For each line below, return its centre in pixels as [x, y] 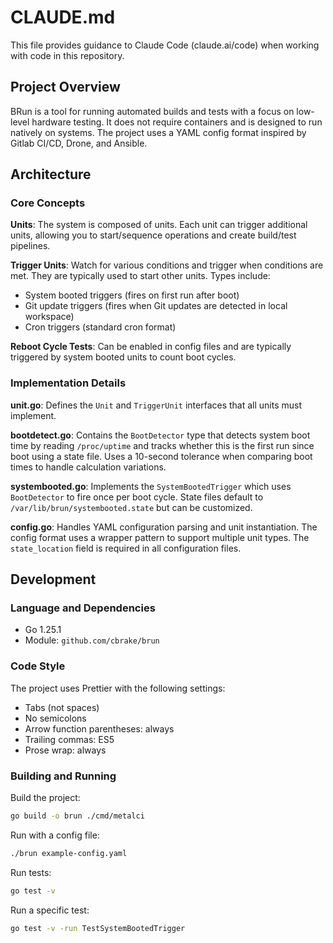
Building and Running [63, 776]
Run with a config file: [55, 835]
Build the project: [45, 798]
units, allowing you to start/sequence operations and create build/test [153, 235]
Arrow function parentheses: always [99, 728]
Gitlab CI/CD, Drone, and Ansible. [79, 143]
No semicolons [55, 718]
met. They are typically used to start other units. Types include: [140, 276]
